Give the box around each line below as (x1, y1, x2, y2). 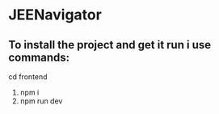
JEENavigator (8, 6, 103, 24)
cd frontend (8, 72, 48, 82)
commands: (8, 50, 70, 64)
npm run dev (19, 96, 63, 106)
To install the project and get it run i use (8, 38, 212, 52)
